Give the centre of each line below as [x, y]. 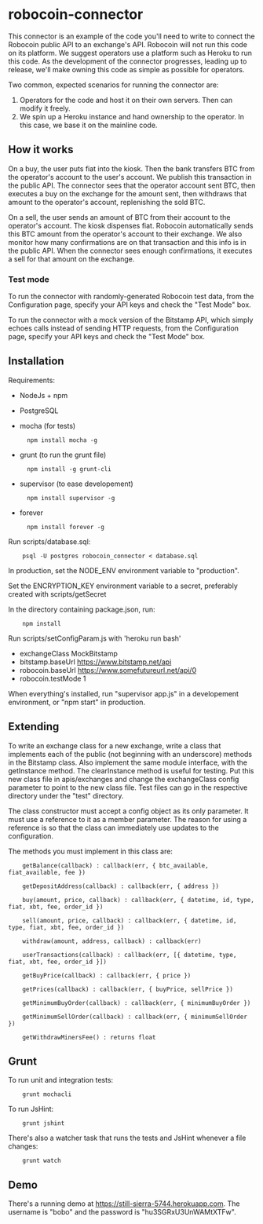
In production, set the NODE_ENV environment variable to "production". [124, 570]
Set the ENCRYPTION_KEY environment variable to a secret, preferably [123, 586]
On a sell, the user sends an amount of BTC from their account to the [119, 217]
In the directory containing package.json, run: [82, 609]
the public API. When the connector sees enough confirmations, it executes [130, 250]
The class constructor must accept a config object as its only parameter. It [128, 811]
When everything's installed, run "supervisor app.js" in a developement [124, 693]
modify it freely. [45, 108]
